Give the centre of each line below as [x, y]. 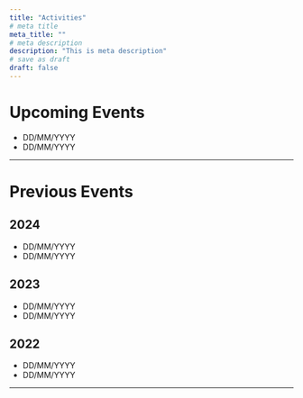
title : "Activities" [48, 18]
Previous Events [71, 192]
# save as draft [40, 59]
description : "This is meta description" [88, 51]
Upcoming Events [77, 113]
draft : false [34, 68]
